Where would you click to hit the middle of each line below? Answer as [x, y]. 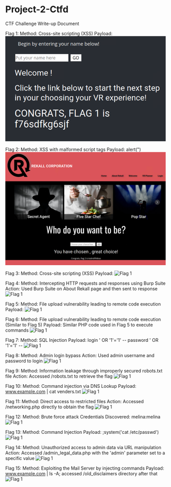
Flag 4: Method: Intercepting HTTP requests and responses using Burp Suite [85, 283]
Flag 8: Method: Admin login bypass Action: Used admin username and [80, 355]
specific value [20, 458]
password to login [24, 361]
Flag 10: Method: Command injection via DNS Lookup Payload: [71, 386]
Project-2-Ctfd [37, 9]
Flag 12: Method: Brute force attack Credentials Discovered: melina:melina [83, 416]
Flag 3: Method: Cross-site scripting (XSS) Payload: [59, 273]
